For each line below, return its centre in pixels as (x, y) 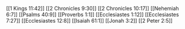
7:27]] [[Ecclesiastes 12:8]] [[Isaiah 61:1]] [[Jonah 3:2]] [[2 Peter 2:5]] (90, 21)
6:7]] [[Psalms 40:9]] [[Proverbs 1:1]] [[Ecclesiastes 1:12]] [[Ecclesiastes (92, 14)
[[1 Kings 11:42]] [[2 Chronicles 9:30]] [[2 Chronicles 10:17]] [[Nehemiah (92, 8)
